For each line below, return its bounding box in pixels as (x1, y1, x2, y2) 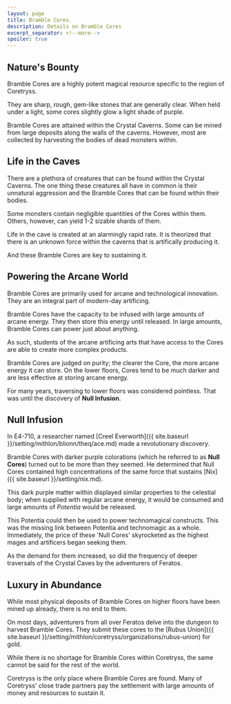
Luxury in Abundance (7, 579, 102, 591)
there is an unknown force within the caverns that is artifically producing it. (7, 237, 220, 246)
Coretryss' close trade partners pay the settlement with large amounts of (7, 681, 214, 690)
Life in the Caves (7, 156, 81, 168)
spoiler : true (7, 36, 48, 43)
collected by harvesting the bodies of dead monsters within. (7, 135, 178, 144)
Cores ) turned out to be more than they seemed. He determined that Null (7, 460, 215, 469)
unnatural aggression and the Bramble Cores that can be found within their (7, 188, 219, 197)
